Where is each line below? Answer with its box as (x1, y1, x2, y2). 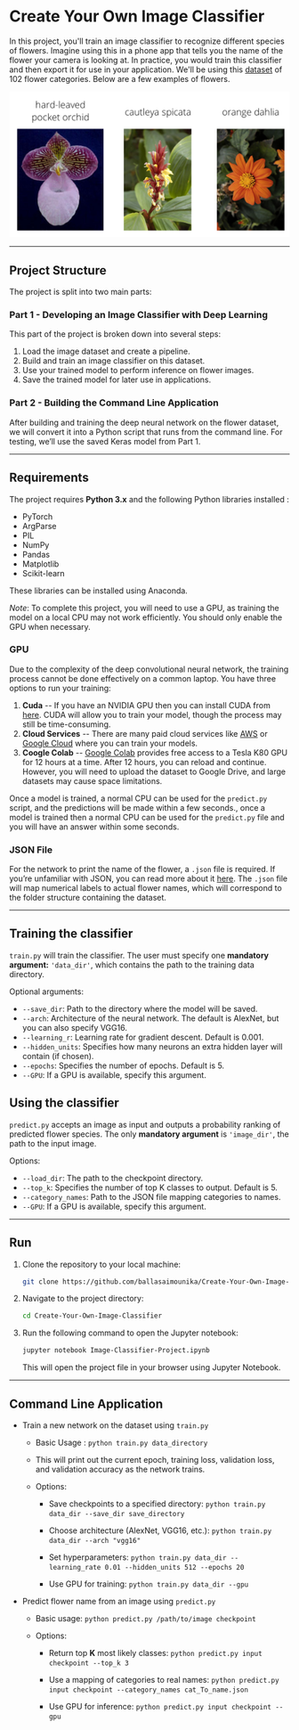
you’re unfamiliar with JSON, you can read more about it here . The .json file (9, 873, 288, 884)
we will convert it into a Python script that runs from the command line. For (9, 426, 283, 437)
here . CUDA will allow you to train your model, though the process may (21, 709, 282, 720)
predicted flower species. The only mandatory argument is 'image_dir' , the (9, 1129, 289, 1139)
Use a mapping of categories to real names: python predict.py (48, 1674, 279, 1685)
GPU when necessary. (9, 621, 91, 632)
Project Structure (9, 263, 107, 278)
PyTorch (21, 510, 53, 522)
